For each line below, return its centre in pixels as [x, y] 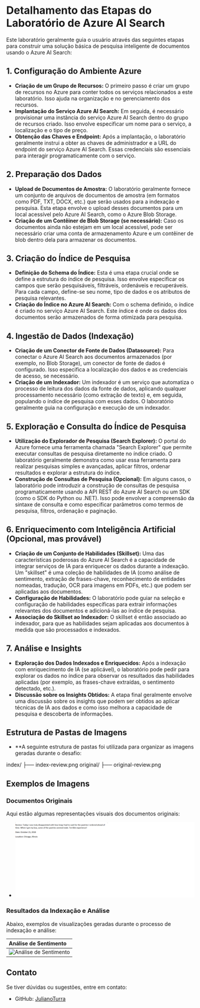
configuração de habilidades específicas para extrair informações [96, 604]
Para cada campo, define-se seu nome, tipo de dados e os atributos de [102, 292]
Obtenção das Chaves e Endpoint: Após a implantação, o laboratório [100, 136]
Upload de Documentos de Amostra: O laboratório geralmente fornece [103, 188]
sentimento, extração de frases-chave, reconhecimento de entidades [100, 578]
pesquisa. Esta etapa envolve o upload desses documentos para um [99, 208]
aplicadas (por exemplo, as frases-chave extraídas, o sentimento [95, 682]
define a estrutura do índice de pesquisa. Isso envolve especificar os [100, 279]
